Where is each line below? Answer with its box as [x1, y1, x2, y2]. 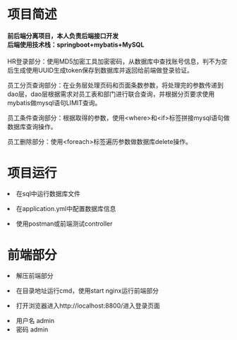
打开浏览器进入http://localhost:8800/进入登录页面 [16, 301, 161, 310]
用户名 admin [16, 317, 55, 325]
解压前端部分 [16, 272, 54, 280]
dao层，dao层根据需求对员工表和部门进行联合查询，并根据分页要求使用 [7, 90, 215, 99]
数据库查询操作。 [7, 123, 57, 131]
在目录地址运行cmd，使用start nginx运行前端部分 [16, 286, 159, 295]
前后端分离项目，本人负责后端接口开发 [7, 31, 119, 40]
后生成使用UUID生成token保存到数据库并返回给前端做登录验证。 [7, 66, 194, 75]
